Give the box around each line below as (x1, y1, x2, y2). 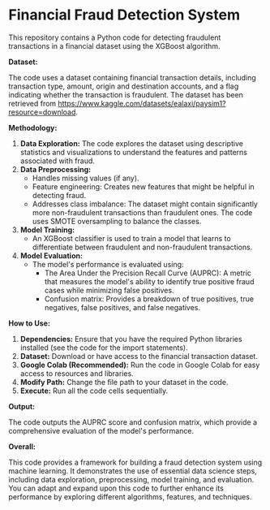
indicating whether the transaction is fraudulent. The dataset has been (8, 89, 243, 99)
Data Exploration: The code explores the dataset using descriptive (19, 138, 243, 148)
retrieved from (8, 98, 57, 108)
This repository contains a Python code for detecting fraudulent (8, 32, 221, 42)
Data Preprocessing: (19, 164, 92, 174)
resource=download (8, 107, 76, 117)
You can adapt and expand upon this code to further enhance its (8, 483, 225, 493)
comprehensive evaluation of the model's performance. (8, 426, 195, 435)
